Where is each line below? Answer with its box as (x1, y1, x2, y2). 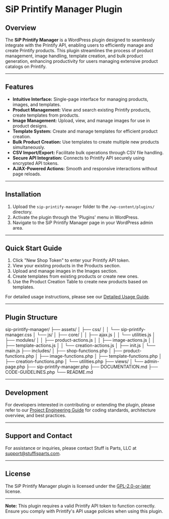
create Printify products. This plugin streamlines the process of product (5, 48, 153, 53)
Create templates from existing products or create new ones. (12, 273, 139, 279)
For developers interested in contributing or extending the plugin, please (5, 402, 155, 408)
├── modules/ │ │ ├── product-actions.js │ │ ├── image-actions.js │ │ (5, 337, 155, 343)
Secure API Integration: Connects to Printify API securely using (12, 155, 145, 161)
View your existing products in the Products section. (12, 263, 121, 269)
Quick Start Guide (5, 244, 62, 253)
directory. (12, 209, 33, 215)
